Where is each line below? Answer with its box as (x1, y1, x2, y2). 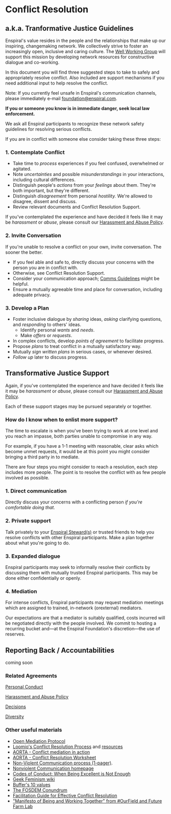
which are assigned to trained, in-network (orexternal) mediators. (5, 605, 143, 611)
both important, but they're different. (12, 188, 90, 194)
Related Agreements (5, 672, 57, 679)
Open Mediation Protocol (12, 738, 65, 744)
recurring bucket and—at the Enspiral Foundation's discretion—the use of (5, 626, 160, 632)
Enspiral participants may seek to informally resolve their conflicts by (5, 564, 151, 570)
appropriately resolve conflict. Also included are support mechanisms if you (5, 75, 165, 80)
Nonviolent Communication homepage (12, 765, 94, 771)
